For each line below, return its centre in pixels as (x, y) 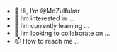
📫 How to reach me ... (47, 41)
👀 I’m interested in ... (44, 18)
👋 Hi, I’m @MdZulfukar (47, 11)
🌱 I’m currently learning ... (52, 26)
